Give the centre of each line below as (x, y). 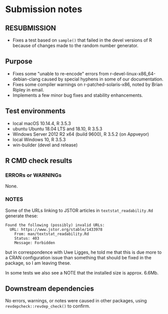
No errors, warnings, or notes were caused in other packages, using (76, 301)
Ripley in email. (28, 90)
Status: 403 (27, 238)
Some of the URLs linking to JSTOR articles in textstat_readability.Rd (79, 210)
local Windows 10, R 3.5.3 (39, 139)
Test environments (35, 111)
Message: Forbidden (35, 243)
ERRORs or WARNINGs (34, 175)
